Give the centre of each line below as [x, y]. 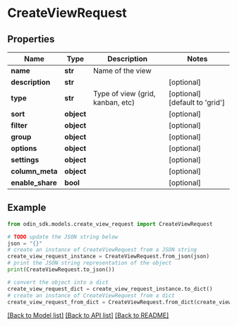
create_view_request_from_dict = [56, 302]
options [24, 148]
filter [19, 125]
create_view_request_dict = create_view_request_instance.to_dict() [110, 289]
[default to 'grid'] [197, 102]
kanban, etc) [114, 102]
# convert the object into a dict [58, 282]
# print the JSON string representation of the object [90, 263]
